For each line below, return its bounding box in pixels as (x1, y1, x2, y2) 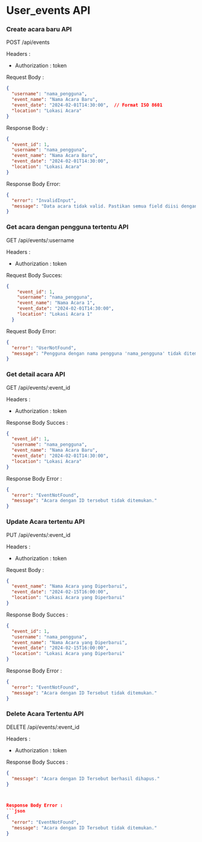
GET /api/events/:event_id (6, 384, 70, 391)
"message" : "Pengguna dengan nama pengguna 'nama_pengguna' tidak (11, 350, 182, 357)
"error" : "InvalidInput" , (11, 197, 77, 203)
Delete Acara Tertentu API (6, 710, 84, 718)
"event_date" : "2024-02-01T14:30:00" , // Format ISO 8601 (11, 102, 163, 108)
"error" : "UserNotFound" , (11, 345, 77, 351)
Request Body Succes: (6, 271, 63, 278)
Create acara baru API (6, 25, 72, 34)
